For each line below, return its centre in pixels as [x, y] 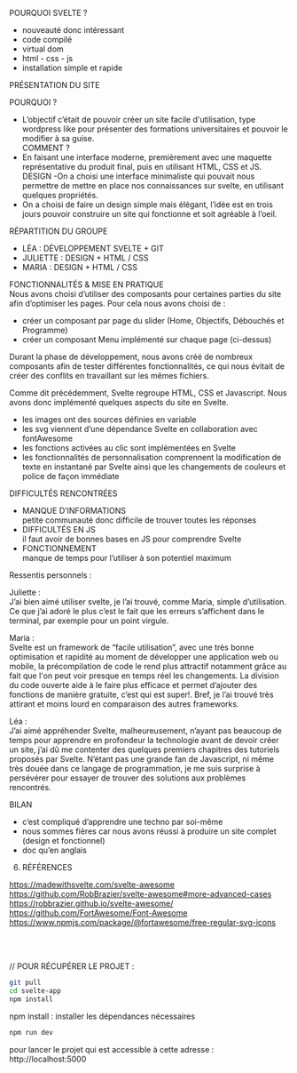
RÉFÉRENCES [47, 867]
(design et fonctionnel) [63, 841]
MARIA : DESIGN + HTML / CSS [79, 267]
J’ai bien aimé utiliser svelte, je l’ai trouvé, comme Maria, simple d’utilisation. [148, 602]
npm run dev [31, 1032]
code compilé [47, 40]
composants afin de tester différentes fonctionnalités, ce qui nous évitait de [147, 366]
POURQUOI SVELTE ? [48, 13]
